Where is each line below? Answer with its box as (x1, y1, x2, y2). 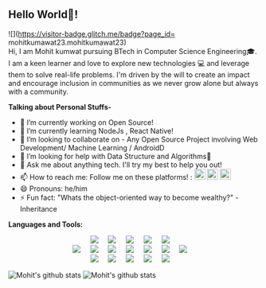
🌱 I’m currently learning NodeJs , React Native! (19, 126, 174, 135)
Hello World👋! (8, 8, 78, 21)
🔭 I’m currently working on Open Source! (19, 117, 154, 127)
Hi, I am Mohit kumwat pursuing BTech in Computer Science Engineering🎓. (8, 46, 257, 56)
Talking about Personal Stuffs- (8, 102, 111, 111)
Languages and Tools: (8, 220, 84, 229)
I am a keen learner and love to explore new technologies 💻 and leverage (8, 58, 249, 68)
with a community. (8, 87, 69, 96)
